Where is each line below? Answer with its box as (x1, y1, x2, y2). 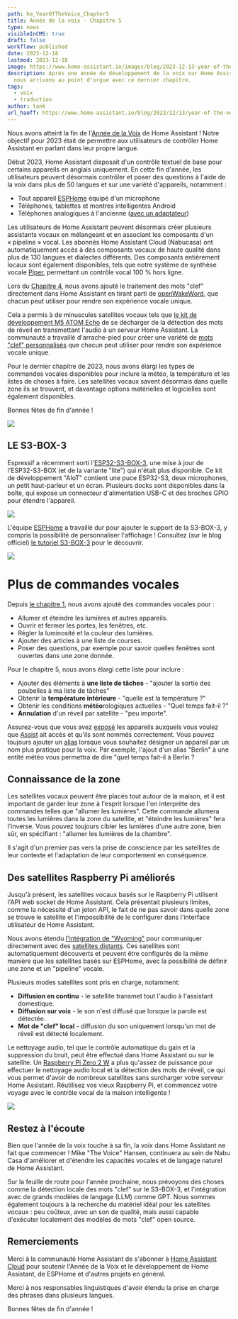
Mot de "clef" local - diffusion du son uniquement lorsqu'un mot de (17, 1022, 216, 1030)
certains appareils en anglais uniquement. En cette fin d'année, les (7, 165, 202, 174)
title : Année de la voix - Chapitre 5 (7, 17, 122, 24)
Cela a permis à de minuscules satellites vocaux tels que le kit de (7, 310, 197, 319)
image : (7, 63, 27, 70)
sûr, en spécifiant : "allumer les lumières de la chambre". (7, 830, 172, 838)
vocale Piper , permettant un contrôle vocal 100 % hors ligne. (7, 267, 184, 277)
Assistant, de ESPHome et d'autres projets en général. (7, 1269, 166, 1278)
